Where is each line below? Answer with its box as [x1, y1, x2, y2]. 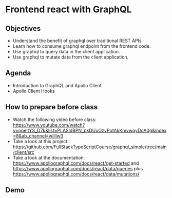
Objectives [5, 24, 41, 33]
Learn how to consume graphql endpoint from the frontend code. [12, 43, 151, 49]
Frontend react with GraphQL [5, 4, 132, 15]
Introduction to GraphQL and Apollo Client [12, 82, 102, 88]
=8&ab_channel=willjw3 [12, 132, 64, 139]
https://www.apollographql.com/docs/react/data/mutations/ [12, 171, 140, 177]
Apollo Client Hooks [12, 88, 55, 94]
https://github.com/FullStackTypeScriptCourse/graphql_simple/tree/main [12, 144, 167, 150]
